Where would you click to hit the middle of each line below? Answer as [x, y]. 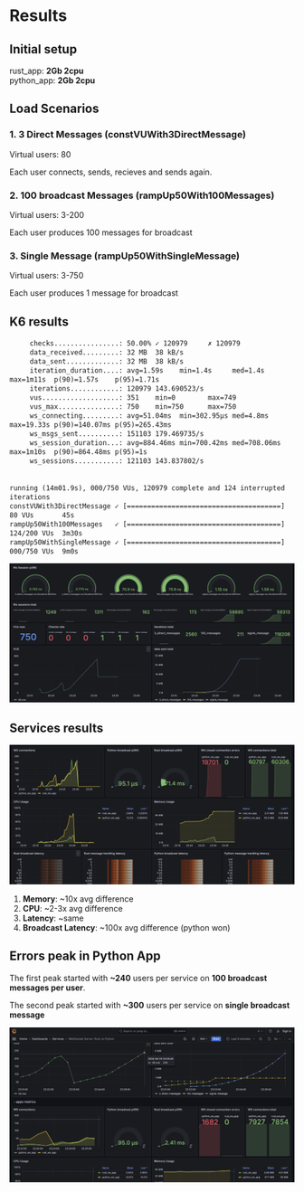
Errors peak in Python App [85, 956]
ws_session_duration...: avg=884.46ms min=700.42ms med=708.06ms [155, 443]
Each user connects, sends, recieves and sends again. [111, 172]
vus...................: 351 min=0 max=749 [133, 398]
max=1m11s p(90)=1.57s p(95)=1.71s [85, 380]
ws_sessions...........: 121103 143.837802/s [117, 461]
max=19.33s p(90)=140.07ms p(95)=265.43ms [90, 425]
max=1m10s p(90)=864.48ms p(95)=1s [78, 452]
